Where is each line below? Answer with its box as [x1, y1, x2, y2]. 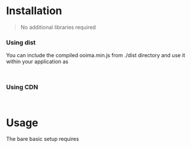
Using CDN [6, 83, 38, 91]
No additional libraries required [20, 24, 96, 31]
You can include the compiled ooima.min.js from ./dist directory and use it [6, 52, 186, 59]
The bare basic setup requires [6, 136, 80, 143]
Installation [6, 4, 62, 18]
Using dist [6, 38, 36, 47]
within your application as [6, 58, 69, 65]
